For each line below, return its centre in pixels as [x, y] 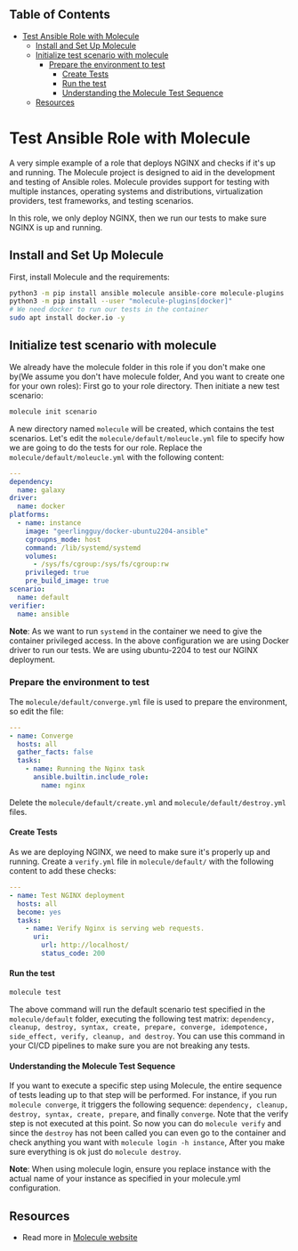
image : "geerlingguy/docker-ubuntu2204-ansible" [117, 531]
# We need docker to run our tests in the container [109, 310]
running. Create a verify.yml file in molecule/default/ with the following [141, 861]
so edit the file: [36, 711]
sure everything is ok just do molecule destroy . [95, 1152]
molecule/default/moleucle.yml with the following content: [117, 456]
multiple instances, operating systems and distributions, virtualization [137, 191]
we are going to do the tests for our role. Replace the [106, 448]
